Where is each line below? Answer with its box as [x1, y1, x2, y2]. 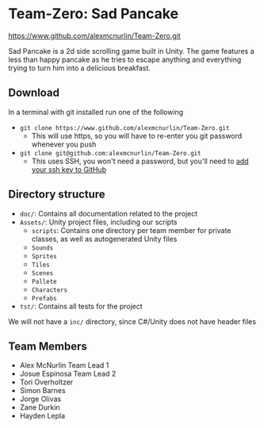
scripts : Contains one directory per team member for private [31, 225, 231, 235]
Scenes [31, 269, 54, 277]
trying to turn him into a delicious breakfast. [8, 63, 151, 72]
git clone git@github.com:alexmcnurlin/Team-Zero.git [19, 149, 201, 157]
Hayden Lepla [19, 411, 66, 421]
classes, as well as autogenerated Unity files [31, 234, 178, 243]
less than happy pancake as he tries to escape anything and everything [8, 55, 242, 64]
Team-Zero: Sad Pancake [8, 5, 179, 23]
